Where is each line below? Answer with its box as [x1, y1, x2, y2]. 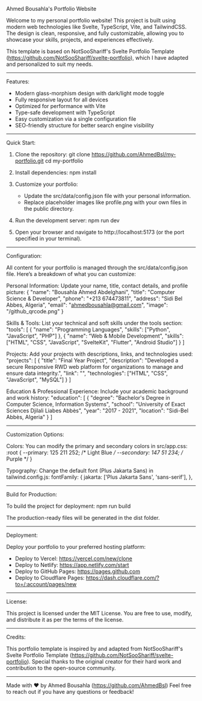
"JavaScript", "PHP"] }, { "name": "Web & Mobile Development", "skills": [6, 332, 184, 339]
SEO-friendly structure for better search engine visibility [14, 122, 155, 129]
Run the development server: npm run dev [14, 217, 120, 224]
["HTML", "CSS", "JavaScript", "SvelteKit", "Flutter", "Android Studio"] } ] [6, 339, 185, 346]
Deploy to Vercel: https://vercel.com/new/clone [14, 555, 132, 562]
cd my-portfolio [44, 157, 84, 164]
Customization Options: [6, 431, 64, 438]
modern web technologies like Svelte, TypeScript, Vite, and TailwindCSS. [6, 24, 187, 30]
